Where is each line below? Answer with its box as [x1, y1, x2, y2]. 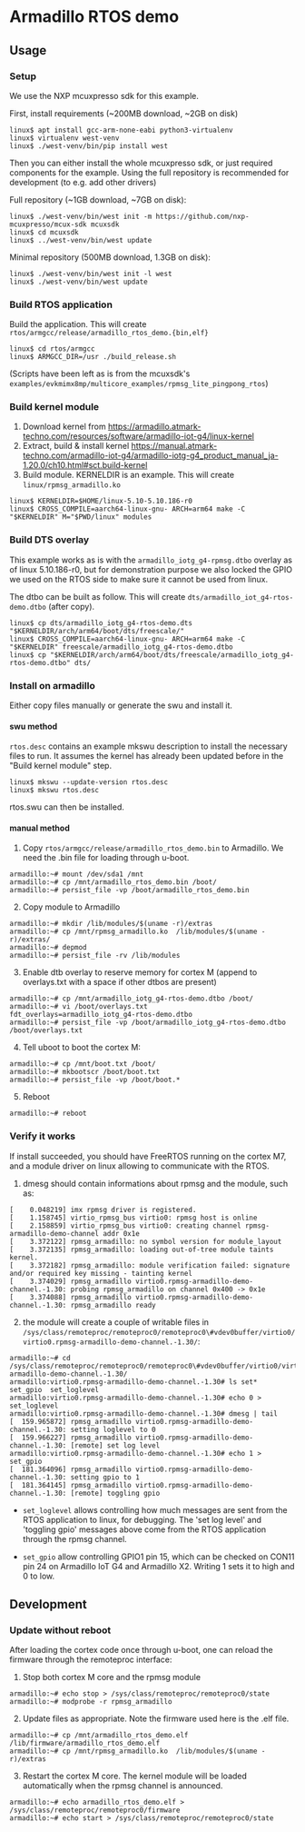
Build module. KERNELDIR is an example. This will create [22, 470, 234, 481]
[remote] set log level [70, 1440, 161, 1450]
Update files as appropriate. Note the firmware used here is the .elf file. [22, 1713, 290, 1724]
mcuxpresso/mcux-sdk [9, 220, 88, 229]
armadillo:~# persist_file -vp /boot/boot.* [9, 1075, 181, 1085]
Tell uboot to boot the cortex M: [22, 1042, 141, 1053]
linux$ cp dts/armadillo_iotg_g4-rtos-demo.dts [9, 618, 193, 628]
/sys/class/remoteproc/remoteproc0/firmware [9, 1806, 181, 1815]
